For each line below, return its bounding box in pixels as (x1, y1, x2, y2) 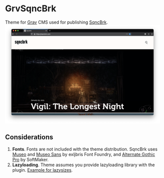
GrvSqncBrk (5, 3, 56, 14)
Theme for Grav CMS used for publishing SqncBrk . (5, 19, 108, 25)
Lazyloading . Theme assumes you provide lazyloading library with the (12, 162, 155, 168)
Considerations (5, 133, 54, 142)
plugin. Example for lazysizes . (12, 167, 73, 173)
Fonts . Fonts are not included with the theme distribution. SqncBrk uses (12, 146, 158, 152)
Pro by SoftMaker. (12, 156, 49, 162)
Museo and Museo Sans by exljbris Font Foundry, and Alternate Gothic (12, 151, 156, 157)
